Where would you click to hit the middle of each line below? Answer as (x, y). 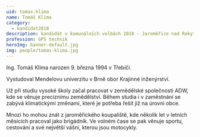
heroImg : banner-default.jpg (42, 45)
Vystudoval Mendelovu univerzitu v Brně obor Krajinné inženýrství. (88, 79)
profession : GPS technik (37, 39)
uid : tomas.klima (28, 12)
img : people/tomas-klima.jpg (42, 51)
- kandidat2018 (30, 28)
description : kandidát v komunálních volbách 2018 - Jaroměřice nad (93, 34)
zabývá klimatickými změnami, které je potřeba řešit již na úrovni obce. (93, 103)
